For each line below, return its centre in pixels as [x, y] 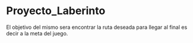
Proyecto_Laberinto [56, 11]
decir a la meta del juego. [37, 33]
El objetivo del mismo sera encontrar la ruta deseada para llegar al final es [97, 27]
